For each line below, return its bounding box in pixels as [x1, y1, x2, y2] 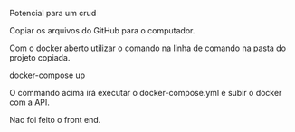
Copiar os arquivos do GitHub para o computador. [9, 25, 195, 35]
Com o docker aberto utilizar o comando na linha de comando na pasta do [9, 42, 287, 53]
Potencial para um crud [9, 8, 97, 18]
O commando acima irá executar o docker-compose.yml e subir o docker [9, 88, 282, 98]
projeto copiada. [9, 52, 71, 62]
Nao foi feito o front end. [9, 115, 101, 125]
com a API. [9, 97, 50, 108]
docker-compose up [9, 70, 86, 80]
